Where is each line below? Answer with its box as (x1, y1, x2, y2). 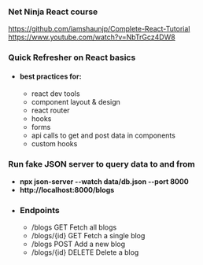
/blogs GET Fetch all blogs (31, 223, 117, 232)
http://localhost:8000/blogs (19, 185, 115, 194)
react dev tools (31, 89, 80, 98)
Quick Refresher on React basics (8, 52, 136, 63)
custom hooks (31, 139, 78, 149)
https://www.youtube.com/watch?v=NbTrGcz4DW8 (8, 32, 175, 42)
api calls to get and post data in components (31, 131, 175, 140)
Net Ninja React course (8, 6, 98, 17)
